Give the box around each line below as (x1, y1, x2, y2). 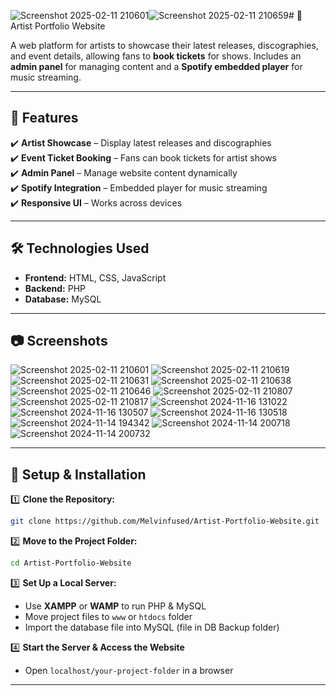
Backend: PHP (24, 282, 87, 294)
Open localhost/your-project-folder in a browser (24, 665, 234, 676)
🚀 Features (10, 110, 79, 127)
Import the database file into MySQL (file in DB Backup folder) (24, 621, 280, 633)
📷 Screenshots (10, 333, 108, 350)
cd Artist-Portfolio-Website (10, 558, 132, 569)
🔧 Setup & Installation (10, 466, 147, 483)
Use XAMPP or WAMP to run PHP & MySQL (24, 600, 207, 612)
